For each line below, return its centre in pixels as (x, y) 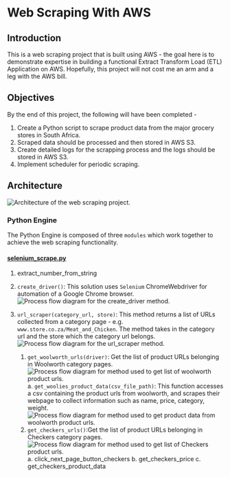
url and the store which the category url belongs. (86, 336)
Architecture (35, 186)
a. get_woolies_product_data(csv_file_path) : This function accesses (125, 386)
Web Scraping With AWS (79, 13)
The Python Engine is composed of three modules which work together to (110, 235)
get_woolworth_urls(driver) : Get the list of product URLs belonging (123, 357)
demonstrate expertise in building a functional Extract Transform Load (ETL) (115, 62)
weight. (38, 408)
